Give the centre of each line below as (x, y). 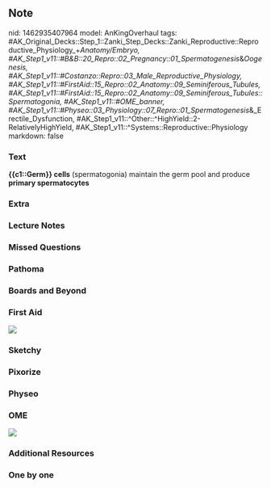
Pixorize (25, 372)
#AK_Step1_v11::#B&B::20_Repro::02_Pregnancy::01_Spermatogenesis (124, 58)
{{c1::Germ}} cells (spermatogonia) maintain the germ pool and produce (129, 175)
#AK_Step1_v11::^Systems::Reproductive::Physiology (162, 127)
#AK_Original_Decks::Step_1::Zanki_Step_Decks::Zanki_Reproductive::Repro (134, 41)
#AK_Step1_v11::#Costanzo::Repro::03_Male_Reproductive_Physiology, (125, 75)
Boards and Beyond (48, 290)
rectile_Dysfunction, (42, 118)
